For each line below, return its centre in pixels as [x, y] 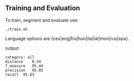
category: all [20, 57]
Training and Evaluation [43, 8]
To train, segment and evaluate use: [42, 20]
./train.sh [16, 29]
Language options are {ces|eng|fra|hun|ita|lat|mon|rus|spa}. [67, 38]
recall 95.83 [20, 75]
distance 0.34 [23, 62]
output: [12, 48]
